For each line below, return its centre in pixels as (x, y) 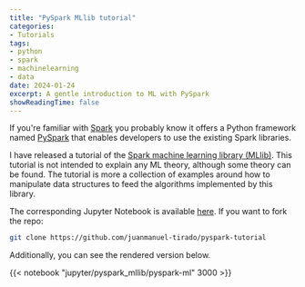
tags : (20, 43)
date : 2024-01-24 (42, 85)
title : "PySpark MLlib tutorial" (73, 18)
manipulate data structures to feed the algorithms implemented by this (141, 184)
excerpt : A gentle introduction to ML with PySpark (109, 94)
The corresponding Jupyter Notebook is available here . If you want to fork (148, 212)
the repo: (26, 221)
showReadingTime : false (55, 102)
